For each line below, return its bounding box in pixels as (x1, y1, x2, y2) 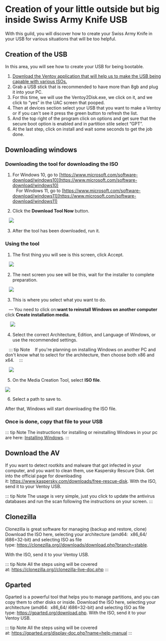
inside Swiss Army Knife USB (5, 14, 128, 25)
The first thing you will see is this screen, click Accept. (12, 251, 124, 257)
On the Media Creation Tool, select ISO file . (12, 377, 101, 383)
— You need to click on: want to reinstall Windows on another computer (8, 306, 158, 312)
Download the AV (5, 449, 60, 457)
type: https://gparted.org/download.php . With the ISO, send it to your (5, 610, 146, 616)
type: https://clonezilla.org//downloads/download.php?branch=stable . (5, 541, 149, 548)
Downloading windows (5, 146, 77, 154)
